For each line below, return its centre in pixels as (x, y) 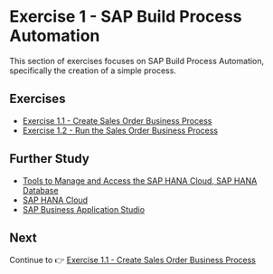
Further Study (50, 159)
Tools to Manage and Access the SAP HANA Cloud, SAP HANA (140, 180)
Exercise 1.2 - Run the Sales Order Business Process (120, 130)
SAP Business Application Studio (84, 209)
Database (40, 190)
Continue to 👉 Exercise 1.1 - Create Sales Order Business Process (132, 260)
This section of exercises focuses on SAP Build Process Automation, (137, 61)
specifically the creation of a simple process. (93, 71)
